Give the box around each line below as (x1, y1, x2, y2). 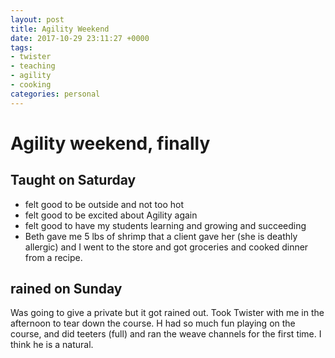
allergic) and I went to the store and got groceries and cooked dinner (24, 241, 309, 253)
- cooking (10, 80, 52, 90)
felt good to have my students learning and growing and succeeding (24, 219, 307, 231)
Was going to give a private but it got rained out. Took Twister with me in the (10, 307, 325, 319)
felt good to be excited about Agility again (24, 209, 198, 221)
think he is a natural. (10, 339, 94, 351)
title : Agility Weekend (10, 24, 110, 34)
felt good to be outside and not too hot (24, 198, 184, 210)
